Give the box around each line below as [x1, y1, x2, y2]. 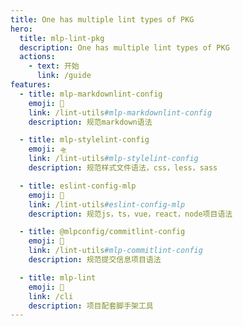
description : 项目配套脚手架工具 [28, 301, 154, 311]
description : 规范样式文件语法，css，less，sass [28, 163, 218, 173]
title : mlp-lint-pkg [19, 33, 105, 43]
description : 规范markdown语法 [28, 117, 153, 127]
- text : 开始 [28, 61, 80, 71]
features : [10, 80, 52, 90]
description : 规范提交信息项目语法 [28, 255, 162, 265]
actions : [19, 52, 56, 62]
